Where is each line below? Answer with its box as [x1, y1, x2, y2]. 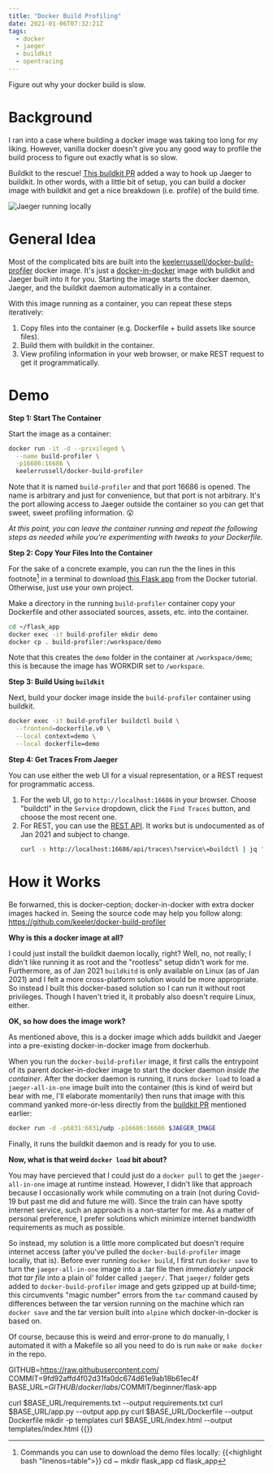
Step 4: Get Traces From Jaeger [8, 754, 118, 764]
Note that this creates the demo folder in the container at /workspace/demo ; [8, 652, 253, 662]
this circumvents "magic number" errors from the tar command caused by [8, 1290, 258, 1300]
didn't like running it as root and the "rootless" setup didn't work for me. [8, 957, 249, 967]
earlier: [8, 1108, 32, 1118]
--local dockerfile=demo [15, 740, 100, 748]
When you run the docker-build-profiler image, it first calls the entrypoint [8, 1056, 259, 1066]
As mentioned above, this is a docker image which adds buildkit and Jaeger [8, 1032, 262, 1042]
